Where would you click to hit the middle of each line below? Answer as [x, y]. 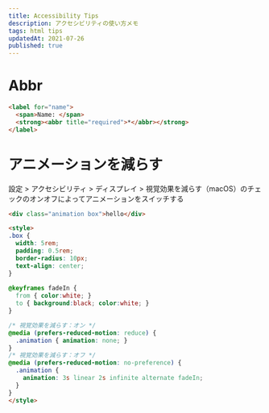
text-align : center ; [50, 266]
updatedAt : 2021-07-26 [46, 38]
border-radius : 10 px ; [52, 258]
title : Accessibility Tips [54, 16]
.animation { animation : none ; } [72, 340]
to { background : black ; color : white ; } [83, 303]
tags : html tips [35, 31]
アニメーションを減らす [86, 164]
